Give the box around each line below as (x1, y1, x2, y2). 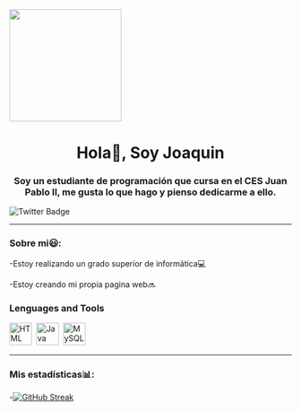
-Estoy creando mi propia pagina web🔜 (9, 278, 156, 290)
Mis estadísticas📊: (9, 368, 95, 380)
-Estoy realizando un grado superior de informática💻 (9, 258, 206, 268)
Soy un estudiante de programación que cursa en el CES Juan (13, 175, 288, 188)
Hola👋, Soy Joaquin (75, 143, 226, 163)
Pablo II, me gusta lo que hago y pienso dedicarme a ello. (24, 186, 277, 198)
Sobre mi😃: (9, 237, 62, 249)
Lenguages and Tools (9, 302, 105, 314)
